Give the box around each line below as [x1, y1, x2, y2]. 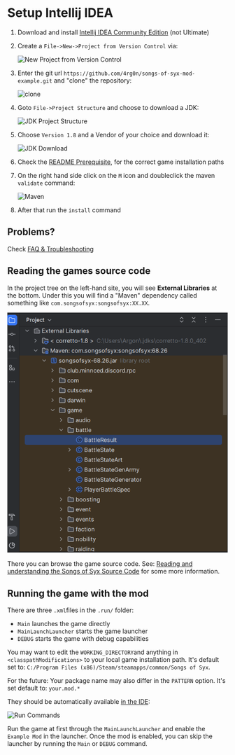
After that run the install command [17, 205, 121, 214]
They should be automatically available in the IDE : [7, 697, 150, 705]
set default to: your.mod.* [7, 684, 80, 692]
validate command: [17, 179, 76, 187]
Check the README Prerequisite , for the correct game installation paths [17, 158, 225, 166]
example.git [17, 77, 52, 85]
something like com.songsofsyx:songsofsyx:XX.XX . [7, 298, 150, 307]
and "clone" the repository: [53, 76, 132, 85]
